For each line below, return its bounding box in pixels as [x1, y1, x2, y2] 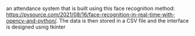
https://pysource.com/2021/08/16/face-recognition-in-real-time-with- [6, 11, 175, 18]
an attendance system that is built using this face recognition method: [6, 5, 175, 12]
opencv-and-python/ [6, 17, 57, 24]
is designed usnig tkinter [6, 23, 66, 30]
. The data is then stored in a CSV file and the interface [56, 17, 189, 24]
